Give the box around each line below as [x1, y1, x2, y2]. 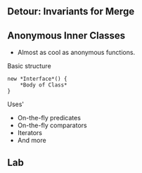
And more [17, 136, 47, 145]
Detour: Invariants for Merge [7, 6, 135, 18]
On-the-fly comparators [17, 121, 87, 129]
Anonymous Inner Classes [7, 30, 126, 41]
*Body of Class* [20, 82, 68, 89]
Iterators [17, 129, 42, 137]
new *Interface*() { [7, 75, 68, 83]
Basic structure [7, 62, 51, 70]
